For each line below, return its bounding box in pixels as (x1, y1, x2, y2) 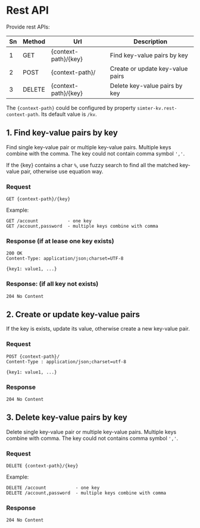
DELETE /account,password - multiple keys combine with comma (6, 490, 167, 496)
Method (23, 37, 46, 45)
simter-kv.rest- (136, 105, 177, 111)
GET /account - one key (6, 218, 92, 224)
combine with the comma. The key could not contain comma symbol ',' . (6, 150, 185, 157)
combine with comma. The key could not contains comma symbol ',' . (6, 435, 179, 442)
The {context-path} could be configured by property (6, 104, 136, 111)
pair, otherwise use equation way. (20, 168, 104, 175)
